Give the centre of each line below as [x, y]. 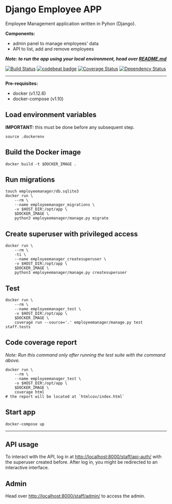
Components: [20, 33]
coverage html [29, 392]
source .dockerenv [25, 137]
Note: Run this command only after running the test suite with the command [85, 355]
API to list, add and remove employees [53, 49]
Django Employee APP [53, 9]
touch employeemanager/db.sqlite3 [42, 191]
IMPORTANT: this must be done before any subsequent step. [70, 127]
